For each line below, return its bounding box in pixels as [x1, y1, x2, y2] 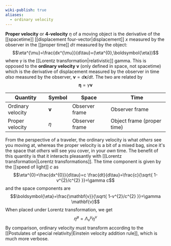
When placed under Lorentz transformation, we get [5, 207, 113, 213]
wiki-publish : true [5, 7, 47, 13]
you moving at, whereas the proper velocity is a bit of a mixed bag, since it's [5, 142, 165, 149]
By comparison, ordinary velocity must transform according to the [5, 225, 144, 231]
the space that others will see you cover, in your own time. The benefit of [5, 147, 159, 154]
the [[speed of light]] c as [5, 164, 59, 170]
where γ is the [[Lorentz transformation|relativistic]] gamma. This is [5, 58, 147, 64]
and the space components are [5, 185, 71, 191]
